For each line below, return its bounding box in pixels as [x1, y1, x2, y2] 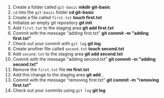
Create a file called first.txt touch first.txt [12, 15, 102, 20]
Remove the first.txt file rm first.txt [12, 67, 89, 73]
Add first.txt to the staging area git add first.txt [12, 25, 114, 31]
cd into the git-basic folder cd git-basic [12, 9, 94, 15]
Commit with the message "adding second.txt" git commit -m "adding [12, 56, 156, 62]
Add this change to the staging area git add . [12, 72, 104, 77]
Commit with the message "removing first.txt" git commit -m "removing [12, 77, 159, 83]
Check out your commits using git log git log [12, 88, 106, 93]
